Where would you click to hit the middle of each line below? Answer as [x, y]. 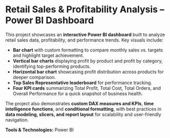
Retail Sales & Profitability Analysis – [85, 9]
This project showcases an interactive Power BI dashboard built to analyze [85, 34]
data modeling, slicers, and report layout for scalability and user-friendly [83, 114]
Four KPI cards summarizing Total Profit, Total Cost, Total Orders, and [87, 88]
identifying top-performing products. [52, 66]
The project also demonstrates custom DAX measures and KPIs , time [80, 103]
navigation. [17, 120]
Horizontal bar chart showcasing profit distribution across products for [88, 72]
